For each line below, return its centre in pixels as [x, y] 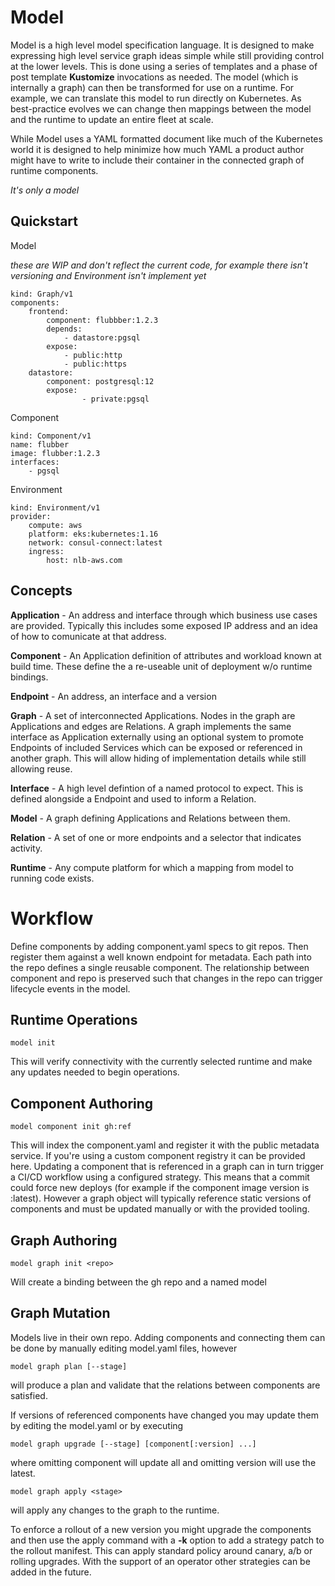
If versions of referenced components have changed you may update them [164, 1415]
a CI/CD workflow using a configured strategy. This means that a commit [160, 1177]
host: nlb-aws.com [84, 560]
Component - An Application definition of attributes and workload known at [166, 655]
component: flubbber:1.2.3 [102, 320]
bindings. [29, 677]
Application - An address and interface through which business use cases [164, 615]
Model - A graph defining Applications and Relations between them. [150, 818]
